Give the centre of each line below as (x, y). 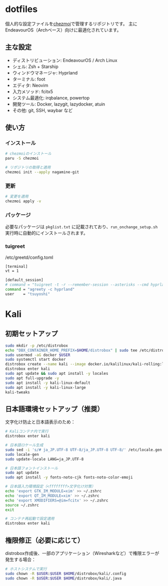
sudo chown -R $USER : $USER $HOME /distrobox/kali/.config (66, 573)
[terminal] (16, 266)
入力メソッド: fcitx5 (33, 92)
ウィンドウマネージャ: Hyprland (45, 73)
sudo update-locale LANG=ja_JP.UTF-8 (44, 459)
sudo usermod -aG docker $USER (38, 355)
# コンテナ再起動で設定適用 (30, 519)
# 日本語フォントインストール (32, 468)
